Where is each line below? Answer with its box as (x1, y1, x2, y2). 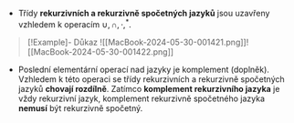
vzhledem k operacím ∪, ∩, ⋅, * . (17, 17, 132, 30)
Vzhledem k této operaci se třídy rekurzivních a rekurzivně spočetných (17, 73, 285, 85)
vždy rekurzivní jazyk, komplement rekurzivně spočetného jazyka (17, 93, 266, 104)
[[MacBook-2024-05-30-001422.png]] (26, 46, 174, 57)
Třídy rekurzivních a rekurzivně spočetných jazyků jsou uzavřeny (17, 8, 270, 18)
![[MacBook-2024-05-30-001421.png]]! (100, 36, 249, 47)
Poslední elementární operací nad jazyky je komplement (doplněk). (17, 64, 269, 75)
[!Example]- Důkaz (26, 36, 99, 47)
